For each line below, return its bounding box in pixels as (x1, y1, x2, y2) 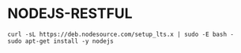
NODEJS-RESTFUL (7, 5, 133, 23)
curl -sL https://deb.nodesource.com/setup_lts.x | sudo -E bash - (7, 30, 235, 38)
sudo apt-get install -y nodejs (7, 37, 114, 45)
